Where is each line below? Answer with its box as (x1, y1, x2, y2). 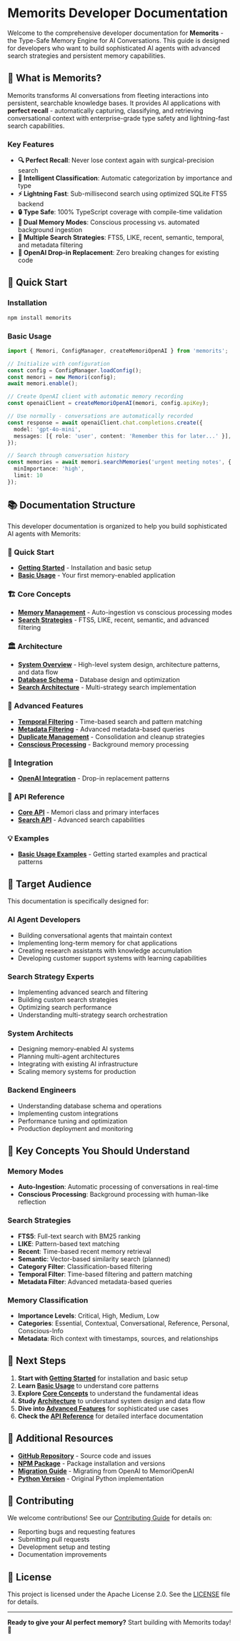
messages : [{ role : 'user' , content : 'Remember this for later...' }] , (14, 432, 232, 440)
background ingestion (17, 226, 83, 234)
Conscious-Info (17, 1326, 64, 1335)
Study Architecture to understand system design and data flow (17, 1396, 206, 1405)
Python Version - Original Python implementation (17, 1474, 164, 1482)
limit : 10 (14, 472, 43, 479)
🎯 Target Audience (7, 878, 92, 890)
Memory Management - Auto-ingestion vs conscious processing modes (17, 608, 232, 617)
